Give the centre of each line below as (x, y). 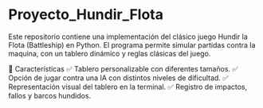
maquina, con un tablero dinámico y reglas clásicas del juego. (110, 53)
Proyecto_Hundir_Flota (86, 15)
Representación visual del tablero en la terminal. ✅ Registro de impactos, (128, 87)
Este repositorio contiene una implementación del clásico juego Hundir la (128, 37)
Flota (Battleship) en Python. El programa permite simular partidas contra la (132, 44)
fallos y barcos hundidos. (50, 95)
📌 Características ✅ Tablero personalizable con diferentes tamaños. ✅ (124, 68)
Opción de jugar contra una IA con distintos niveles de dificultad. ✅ (118, 78)
